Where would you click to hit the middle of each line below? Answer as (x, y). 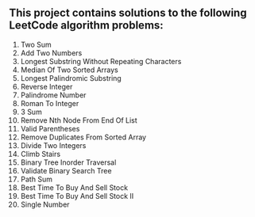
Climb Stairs (41, 154)
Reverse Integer (46, 86)
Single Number (45, 204)
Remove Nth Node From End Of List (79, 120)
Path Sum (36, 179)
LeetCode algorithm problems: (86, 26)
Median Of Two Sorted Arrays (69, 70)
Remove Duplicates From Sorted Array (83, 137)
